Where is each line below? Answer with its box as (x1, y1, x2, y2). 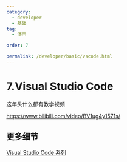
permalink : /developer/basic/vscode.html (6, 53, 113, 59)
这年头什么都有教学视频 (6, 100, 65, 107)
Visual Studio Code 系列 (6, 149, 67, 156)
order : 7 (6, 42, 29, 49)
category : (6, 8, 32, 15)
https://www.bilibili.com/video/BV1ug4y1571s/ (6, 112, 120, 120)
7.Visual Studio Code (6, 79, 114, 93)
